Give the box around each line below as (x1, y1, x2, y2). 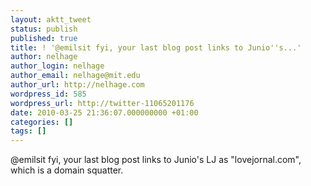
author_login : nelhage (10, 61, 105, 71)
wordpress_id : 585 (10, 89, 87, 99)
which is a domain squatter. (10, 164, 124, 176)
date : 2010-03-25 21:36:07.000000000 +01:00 (10, 107, 199, 118)
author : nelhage (10, 52, 78, 62)
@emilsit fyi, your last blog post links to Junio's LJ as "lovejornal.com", (10, 154, 302, 166)
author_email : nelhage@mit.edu (10, 71, 141, 81)
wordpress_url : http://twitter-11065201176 (10, 98, 195, 108)
